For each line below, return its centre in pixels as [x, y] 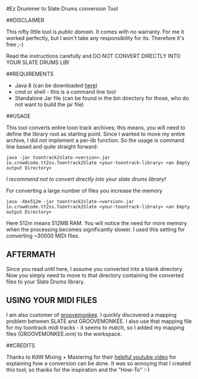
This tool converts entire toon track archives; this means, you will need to [96, 127]
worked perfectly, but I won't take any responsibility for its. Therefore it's [95, 38]
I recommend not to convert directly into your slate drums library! [86, 179]
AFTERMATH [31, 255]
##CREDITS [21, 345]
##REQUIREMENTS [30, 74]
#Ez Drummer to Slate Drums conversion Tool [62, 9]
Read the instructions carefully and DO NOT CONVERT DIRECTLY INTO [93, 56]
